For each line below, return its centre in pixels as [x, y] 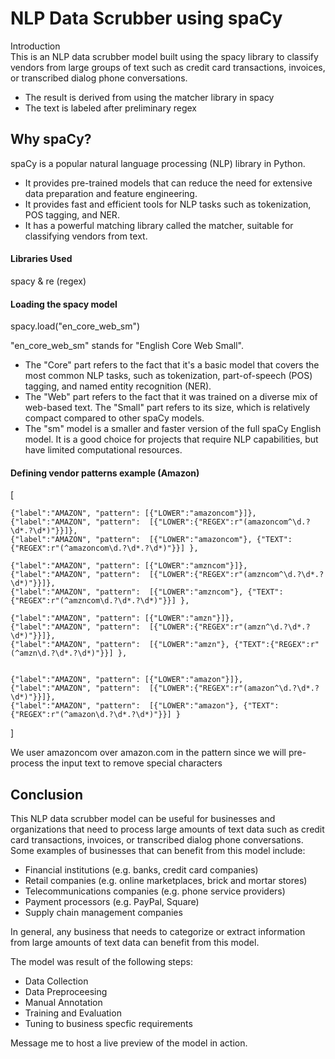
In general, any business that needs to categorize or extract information [158, 932]
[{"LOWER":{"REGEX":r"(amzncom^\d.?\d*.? [236, 575]
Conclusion [47, 794]
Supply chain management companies [103, 913]
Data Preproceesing [66, 992]
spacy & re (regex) [48, 281]
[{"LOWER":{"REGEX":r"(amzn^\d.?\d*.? [229, 627]
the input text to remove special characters [134, 763]
